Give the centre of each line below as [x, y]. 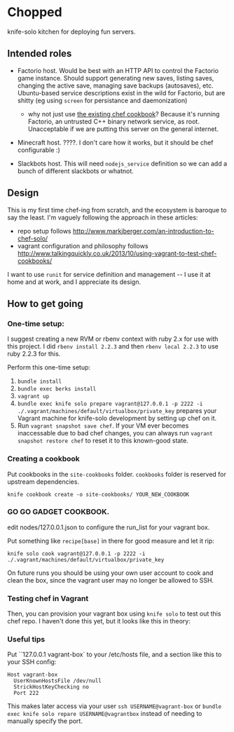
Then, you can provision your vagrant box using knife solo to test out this [114, 614]
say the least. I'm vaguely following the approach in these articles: [103, 217]
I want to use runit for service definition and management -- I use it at [109, 274]
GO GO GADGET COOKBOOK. [58, 512]
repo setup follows [44, 231]
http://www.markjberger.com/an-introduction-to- [143, 231]
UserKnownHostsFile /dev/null [57, 681]
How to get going [46, 303]
